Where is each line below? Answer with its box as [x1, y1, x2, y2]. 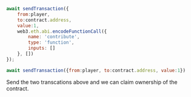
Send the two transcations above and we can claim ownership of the [6, 78, 178, 85]
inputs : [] [28, 45, 56, 52]
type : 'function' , [28, 39, 75, 45]
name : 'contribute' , [28, 34, 80, 40]
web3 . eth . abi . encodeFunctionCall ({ [17, 28, 107, 35]
